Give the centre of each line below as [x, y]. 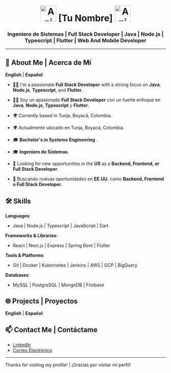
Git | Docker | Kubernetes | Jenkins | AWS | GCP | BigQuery [75, 265]
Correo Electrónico [32, 350]
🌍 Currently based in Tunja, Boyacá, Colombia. [62, 116]
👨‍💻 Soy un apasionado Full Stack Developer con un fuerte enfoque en [87, 100]
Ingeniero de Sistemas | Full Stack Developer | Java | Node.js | [85, 34]
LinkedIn [22, 344]
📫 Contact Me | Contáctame [51, 330]
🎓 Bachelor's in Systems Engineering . [55, 140]
